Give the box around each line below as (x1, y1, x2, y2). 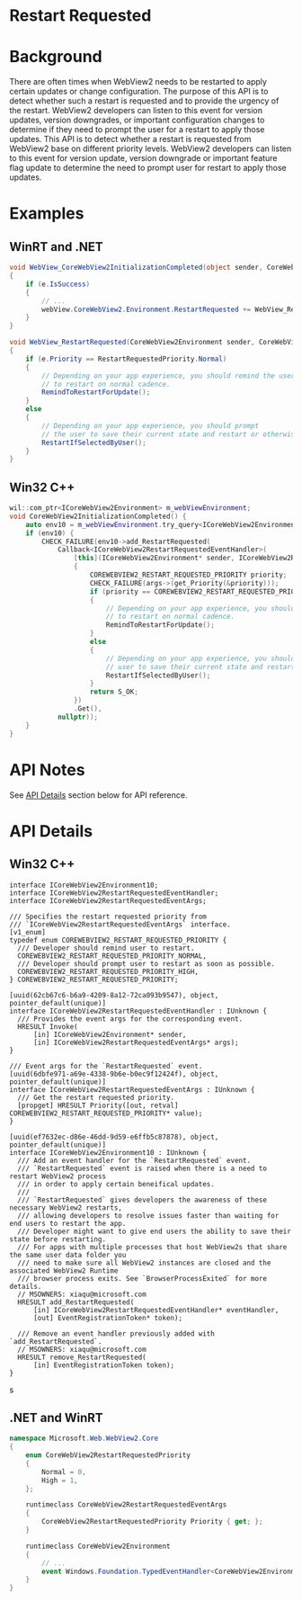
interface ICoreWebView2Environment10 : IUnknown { (9, 1148, 207, 1157)
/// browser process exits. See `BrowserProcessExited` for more (17, 1274, 268, 1283)
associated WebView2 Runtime (9, 1266, 119, 1275)
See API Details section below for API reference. (9, 789, 188, 800)
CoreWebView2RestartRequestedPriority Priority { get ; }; (41, 1517, 263, 1526)
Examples (9, 203, 84, 224)
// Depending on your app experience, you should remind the (41, 371, 276, 380)
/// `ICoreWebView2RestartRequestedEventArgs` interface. (9, 919, 231, 929)
